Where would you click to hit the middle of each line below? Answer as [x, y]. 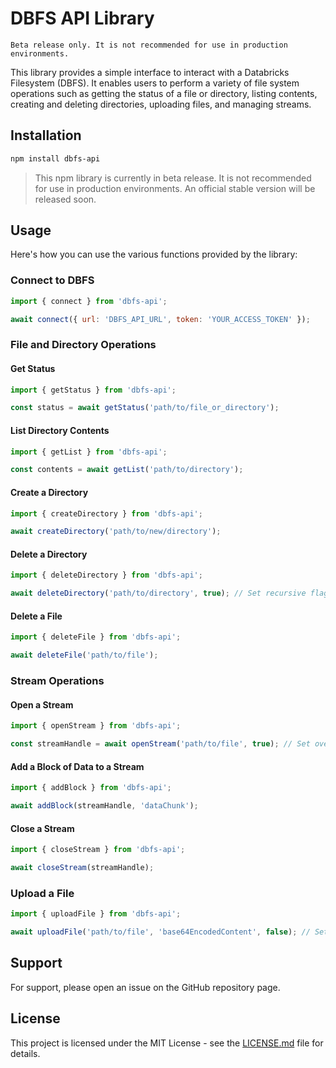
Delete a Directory [49, 554]
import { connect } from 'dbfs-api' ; [89, 301]
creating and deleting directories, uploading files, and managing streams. [161, 104]
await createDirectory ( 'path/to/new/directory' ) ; [116, 532]
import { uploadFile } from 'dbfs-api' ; [96, 914]
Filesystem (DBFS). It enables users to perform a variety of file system [155, 83]
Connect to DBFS [52, 280]
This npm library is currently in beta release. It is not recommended [173, 178]
